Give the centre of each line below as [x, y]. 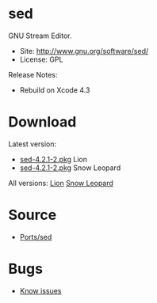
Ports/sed [36, 237]
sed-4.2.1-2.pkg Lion [54, 159]
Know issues [40, 290]
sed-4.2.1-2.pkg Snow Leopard [70, 168]
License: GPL [41, 59]
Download [42, 122]
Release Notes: [33, 74]
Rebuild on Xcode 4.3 [55, 90]
